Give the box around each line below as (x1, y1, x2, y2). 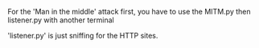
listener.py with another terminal (7, 15, 114, 25)
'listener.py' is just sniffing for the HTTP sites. (7, 31, 158, 40)
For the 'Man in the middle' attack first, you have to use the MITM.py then (7, 7, 251, 16)
